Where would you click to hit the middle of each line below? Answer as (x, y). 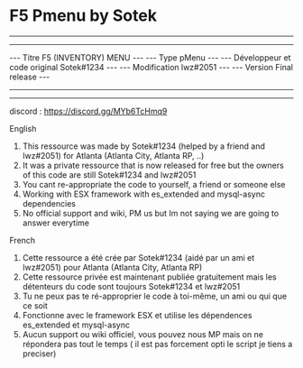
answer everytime (56, 223)
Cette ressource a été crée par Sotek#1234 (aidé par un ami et (138, 257)
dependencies (49, 203)
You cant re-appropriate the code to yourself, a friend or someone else (154, 184)
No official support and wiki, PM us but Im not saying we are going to (151, 213)
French (23, 240)
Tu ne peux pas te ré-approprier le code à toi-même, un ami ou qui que (154, 296)
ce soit (35, 305)
